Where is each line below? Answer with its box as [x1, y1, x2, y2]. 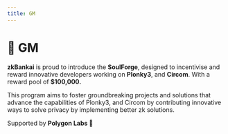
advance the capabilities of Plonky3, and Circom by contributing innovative [7, 98, 222, 106]
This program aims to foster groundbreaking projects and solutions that [7, 90, 211, 99]
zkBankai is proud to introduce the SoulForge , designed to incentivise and [7, 63, 220, 71]
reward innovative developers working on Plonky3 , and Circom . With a [7, 70, 210, 78]
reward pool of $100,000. [7, 77, 82, 86]
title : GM [7, 10, 36, 17]
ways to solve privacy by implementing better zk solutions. [7, 105, 175, 114]
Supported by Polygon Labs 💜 [7, 119, 94, 127]
